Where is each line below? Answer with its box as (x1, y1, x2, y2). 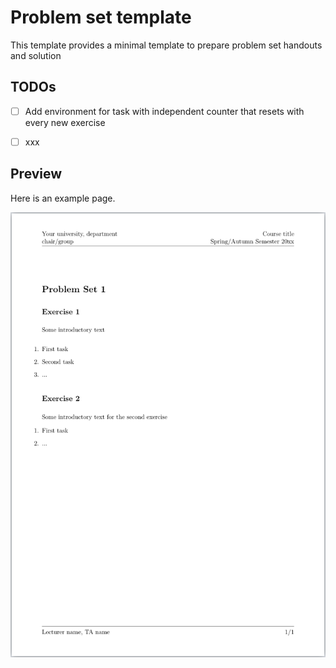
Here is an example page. (10, 192, 116, 204)
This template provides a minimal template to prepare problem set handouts (10, 39, 323, 51)
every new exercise (24, 116, 106, 128)
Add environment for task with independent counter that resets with (24, 105, 305, 117)
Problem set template (10, 6, 192, 29)
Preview (10, 166, 63, 183)
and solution (10, 49, 62, 61)
